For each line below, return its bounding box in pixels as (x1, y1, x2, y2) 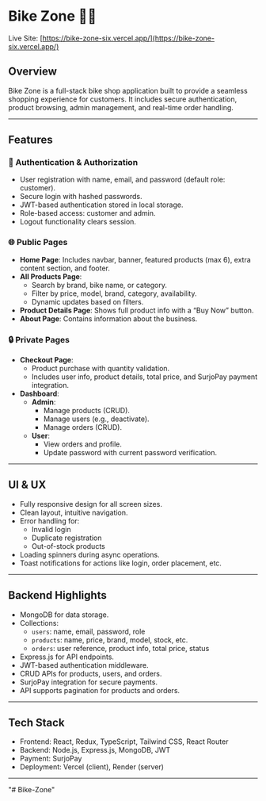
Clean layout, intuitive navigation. (19, 508, 128, 517)
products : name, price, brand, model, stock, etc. (31, 634, 188, 645)
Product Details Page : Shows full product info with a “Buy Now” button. (19, 305, 254, 315)
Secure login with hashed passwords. (19, 192, 142, 201)
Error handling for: (19, 515, 80, 526)
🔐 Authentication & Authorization (8, 157, 139, 168)
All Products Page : (19, 271, 82, 281)
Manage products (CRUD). (43, 406, 131, 416)
